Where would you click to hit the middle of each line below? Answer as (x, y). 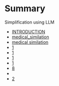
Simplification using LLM (29, 22)
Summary (25, 9)
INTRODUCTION (28, 31)
